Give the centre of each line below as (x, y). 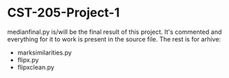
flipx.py (28, 59)
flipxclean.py (36, 67)
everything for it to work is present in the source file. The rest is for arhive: (114, 39)
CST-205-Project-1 (64, 13)
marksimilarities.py (44, 52)
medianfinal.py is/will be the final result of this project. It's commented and (114, 32)
